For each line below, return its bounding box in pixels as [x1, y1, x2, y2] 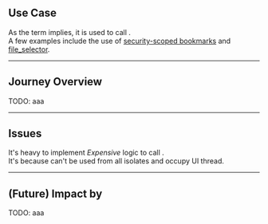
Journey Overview [8, 75, 102, 88]
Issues [8, 127, 42, 140]
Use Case [8, 6, 57, 20]
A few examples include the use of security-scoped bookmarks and [8, 36, 231, 45]
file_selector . [8, 44, 50, 54]
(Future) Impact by [8, 187, 103, 200]
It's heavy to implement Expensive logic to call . [8, 147, 165, 158]
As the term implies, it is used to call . [8, 27, 132, 37]
